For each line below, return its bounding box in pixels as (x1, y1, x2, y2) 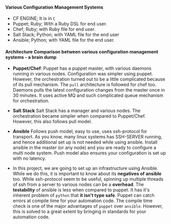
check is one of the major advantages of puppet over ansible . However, (12, 203, 163, 209)
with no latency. (12, 155, 46, 161)
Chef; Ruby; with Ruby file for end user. (12, 26, 96, 33)
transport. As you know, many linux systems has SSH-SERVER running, (12, 134, 162, 140)
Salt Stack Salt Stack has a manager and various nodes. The (12, 107, 141, 114)
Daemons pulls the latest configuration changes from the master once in (12, 87, 165, 93)
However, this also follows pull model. (12, 119, 92, 125)
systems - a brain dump (5, 54, 57, 60)
